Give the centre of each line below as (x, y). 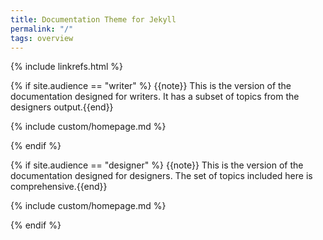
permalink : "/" (42, 29)
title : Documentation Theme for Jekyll (93, 19)
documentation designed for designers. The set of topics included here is (161, 176)
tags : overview (42, 38)
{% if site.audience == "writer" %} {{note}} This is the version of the (151, 86)
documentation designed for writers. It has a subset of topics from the (155, 97)
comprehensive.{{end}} (59, 187)
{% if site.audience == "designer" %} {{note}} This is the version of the (157, 165)
